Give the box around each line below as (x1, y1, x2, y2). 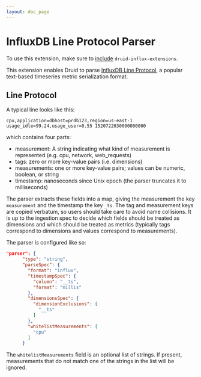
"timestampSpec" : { (28, 273, 77, 279)
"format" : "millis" (32, 284, 82, 290)
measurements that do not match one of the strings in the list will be (6, 358, 175, 365)
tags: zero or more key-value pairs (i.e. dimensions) (14, 158, 143, 166)
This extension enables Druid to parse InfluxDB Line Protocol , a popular (6, 66, 183, 73)
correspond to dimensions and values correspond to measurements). (6, 227, 178, 235)
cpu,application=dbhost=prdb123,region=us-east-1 (6, 118, 133, 124)
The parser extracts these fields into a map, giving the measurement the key (6, 195, 195, 202)
